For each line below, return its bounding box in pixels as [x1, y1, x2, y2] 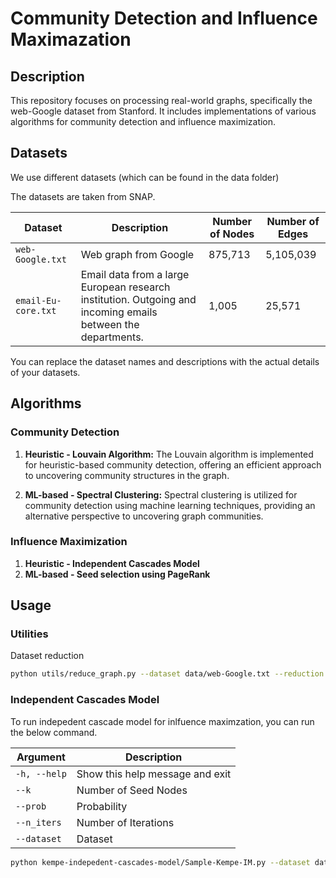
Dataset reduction [10, 650, 85, 662]
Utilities [10, 627, 49, 641]
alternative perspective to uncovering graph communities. [24, 510, 264, 522]
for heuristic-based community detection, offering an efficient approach [24, 458, 322, 471]
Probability [76, 799, 128, 813]
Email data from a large [80, 267, 190, 281]
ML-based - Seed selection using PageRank [24, 568, 211, 580]
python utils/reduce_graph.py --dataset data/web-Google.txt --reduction [10, 669, 325, 679]
